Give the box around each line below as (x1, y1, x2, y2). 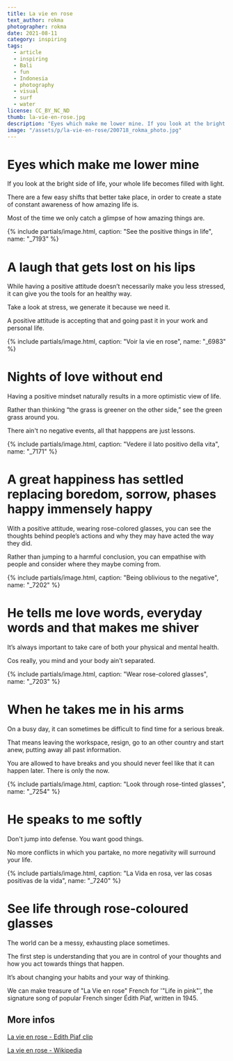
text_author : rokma (7, 17, 64, 24)
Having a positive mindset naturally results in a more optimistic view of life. (7, 392, 221, 401)
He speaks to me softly (7, 812, 143, 828)
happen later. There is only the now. (7, 767, 110, 774)
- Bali (13, 62, 33, 69)
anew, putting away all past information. (7, 746, 122, 753)
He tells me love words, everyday (7, 605, 203, 621)
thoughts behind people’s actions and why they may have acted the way (7, 532, 214, 540)
